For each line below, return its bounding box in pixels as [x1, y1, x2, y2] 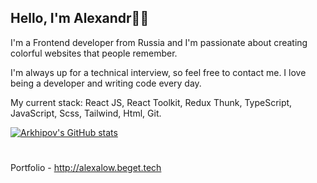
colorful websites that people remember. [10, 47, 178, 59]
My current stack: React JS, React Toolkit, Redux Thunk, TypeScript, [10, 96, 293, 108]
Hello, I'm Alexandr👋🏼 [10, 10, 150, 27]
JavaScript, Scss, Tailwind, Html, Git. [10, 107, 162, 119]
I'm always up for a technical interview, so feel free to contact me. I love [10, 66, 307, 78]
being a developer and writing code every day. [10, 77, 202, 89]
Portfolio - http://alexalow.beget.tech [10, 162, 162, 173]
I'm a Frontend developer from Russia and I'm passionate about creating [10, 36, 308, 48]
